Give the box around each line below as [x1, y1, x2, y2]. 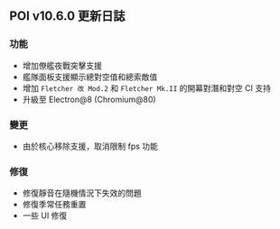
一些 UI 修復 [22, 210, 68, 221]
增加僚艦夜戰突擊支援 [22, 60, 102, 70]
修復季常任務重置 [22, 199, 87, 210]
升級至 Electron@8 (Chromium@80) [22, 94, 156, 105]
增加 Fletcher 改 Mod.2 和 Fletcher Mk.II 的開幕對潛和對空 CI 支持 [22, 82, 271, 93]
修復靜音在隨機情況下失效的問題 [22, 188, 142, 198]
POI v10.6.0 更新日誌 [9, 8, 126, 24]
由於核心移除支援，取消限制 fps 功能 [22, 141, 158, 151]
